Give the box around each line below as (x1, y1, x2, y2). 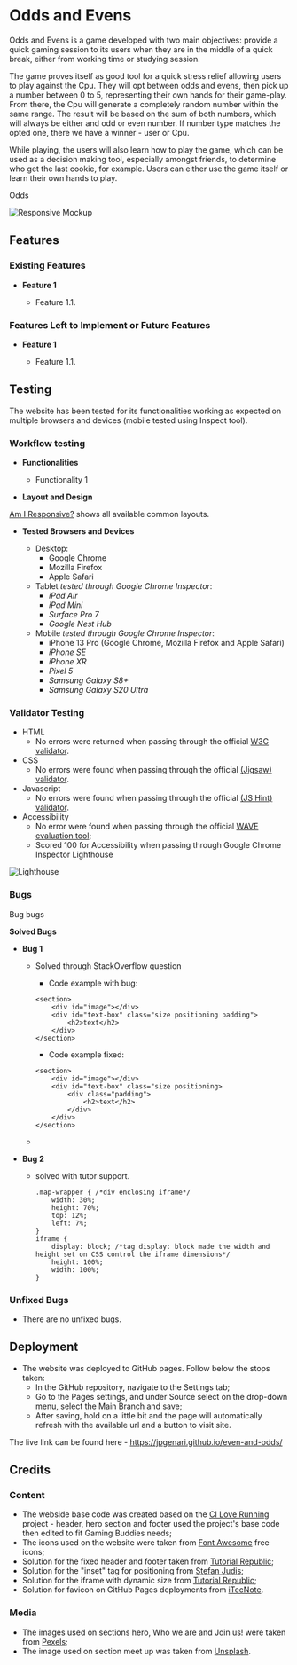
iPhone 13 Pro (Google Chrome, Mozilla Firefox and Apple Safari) (48, 638, 285, 648)
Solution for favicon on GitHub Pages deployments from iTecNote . (21, 1584, 264, 1595)
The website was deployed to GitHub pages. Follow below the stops (21, 1363, 270, 1373)
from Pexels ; (21, 1636, 68, 1646)
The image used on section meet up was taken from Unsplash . (21, 1645, 251, 1656)
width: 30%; (51, 1195, 96, 1205)
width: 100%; (51, 1265, 100, 1274)
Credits (9, 1463, 51, 1478)
